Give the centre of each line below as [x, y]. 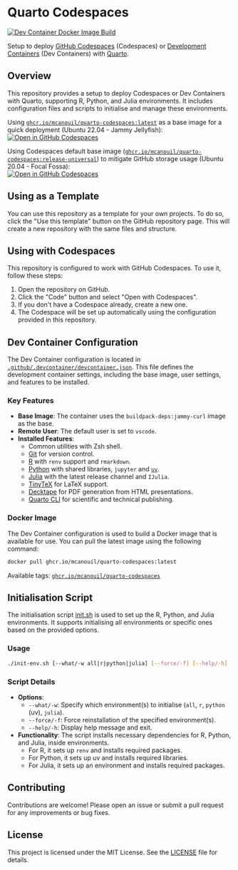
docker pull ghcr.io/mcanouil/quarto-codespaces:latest [92, 562]
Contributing [36, 788]
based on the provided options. [53, 630]
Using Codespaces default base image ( [67, 151]
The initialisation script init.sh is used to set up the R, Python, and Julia [111, 615]
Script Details [31, 682]
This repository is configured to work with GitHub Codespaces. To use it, [114, 268]
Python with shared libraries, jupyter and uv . [94, 469]
